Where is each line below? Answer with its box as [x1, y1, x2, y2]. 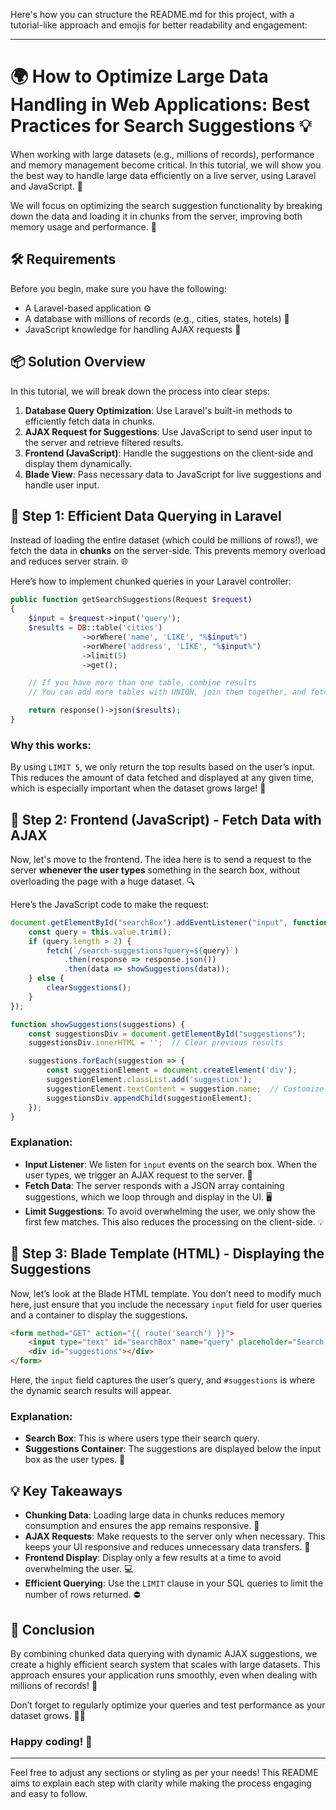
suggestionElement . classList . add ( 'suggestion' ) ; [46, 1075, 253, 1085]
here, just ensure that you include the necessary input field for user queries [10, 1298, 323, 1310]
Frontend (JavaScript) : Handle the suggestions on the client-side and [24, 447, 314, 459]
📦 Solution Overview [10, 354, 146, 371]
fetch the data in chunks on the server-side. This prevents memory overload [10, 545, 326, 557]
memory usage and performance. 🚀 [10, 220, 157, 233]
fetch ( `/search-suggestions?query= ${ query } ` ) [46, 945, 240, 956]
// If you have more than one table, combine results [28, 678, 257, 688]
